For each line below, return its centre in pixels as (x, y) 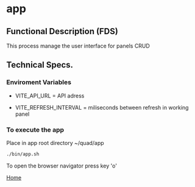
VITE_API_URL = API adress (50, 96)
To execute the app (35, 130)
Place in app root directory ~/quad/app (55, 143)
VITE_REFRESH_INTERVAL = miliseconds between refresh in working (102, 107)
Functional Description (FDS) (62, 31)
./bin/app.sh (23, 154)
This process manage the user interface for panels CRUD (78, 46)
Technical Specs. (40, 65)
